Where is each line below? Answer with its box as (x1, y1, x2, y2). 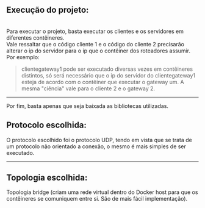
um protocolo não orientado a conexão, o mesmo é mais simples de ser (6, 143, 186, 150)
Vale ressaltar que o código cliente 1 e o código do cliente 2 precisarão (6, 40, 185, 48)
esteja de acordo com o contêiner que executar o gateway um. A (21, 78, 184, 85)
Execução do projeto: (6, 5, 89, 15)
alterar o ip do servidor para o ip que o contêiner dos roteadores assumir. (6, 47, 191, 54)
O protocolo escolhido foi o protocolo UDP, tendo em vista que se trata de (6, 136, 192, 143)
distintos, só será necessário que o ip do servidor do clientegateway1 (21, 71, 196, 79)
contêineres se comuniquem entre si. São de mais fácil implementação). (6, 195, 188, 203)
